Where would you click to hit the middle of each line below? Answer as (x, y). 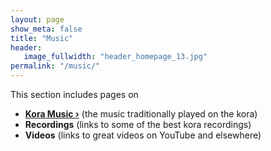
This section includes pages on (74, 94)
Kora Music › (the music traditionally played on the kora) (141, 114)
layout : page (37, 19)
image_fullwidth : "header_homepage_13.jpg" (115, 57)
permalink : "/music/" (55, 66)
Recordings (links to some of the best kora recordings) (138, 124)
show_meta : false (46, 29)
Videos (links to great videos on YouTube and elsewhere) (143, 135)
